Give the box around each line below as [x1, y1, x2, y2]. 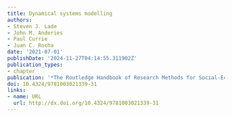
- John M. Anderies [7, 29, 64, 36]
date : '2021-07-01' [7, 49, 64, 56]
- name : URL [7, 94, 41, 100]
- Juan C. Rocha [7, 42, 54, 49]
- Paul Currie [7, 36, 48, 43]
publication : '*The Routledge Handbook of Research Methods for [7, 74, 196, 81]
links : [7, 87, 26, 94]
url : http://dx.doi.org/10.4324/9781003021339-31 [13, 100, 159, 107]
